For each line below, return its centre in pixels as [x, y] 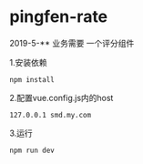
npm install [32, 79]
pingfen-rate [59, 17]
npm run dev [32, 150]
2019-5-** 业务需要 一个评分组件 [72, 43]
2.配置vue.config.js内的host [61, 97]
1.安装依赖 [28, 62]
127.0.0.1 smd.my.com [51, 115]
